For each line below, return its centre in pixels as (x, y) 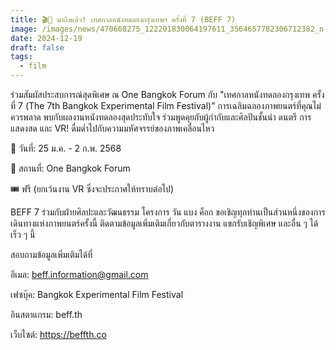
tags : (21, 57)
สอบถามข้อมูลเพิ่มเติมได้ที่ (51, 254)
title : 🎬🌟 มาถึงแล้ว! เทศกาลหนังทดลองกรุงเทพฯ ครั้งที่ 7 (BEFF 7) (123, 19)
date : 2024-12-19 (46, 38)
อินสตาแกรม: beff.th (46, 314)
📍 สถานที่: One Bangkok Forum (70, 168)
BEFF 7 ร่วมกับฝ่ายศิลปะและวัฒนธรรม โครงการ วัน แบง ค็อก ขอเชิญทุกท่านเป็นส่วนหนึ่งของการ (168, 212)
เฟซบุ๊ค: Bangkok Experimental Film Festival (97, 294)
